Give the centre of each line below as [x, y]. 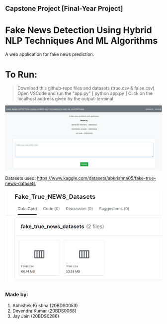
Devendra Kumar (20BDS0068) [44, 311]
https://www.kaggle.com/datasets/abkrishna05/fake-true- [96, 178]
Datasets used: [21, 178]
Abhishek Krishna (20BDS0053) [45, 305]
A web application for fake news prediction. [50, 54]
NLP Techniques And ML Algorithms [82, 40]
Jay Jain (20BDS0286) [36, 316]
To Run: [21, 74]
